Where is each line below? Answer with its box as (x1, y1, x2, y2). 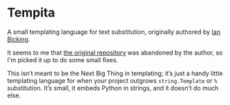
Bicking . (7, 35, 30, 43)
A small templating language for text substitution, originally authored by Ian (7, 28, 221, 36)
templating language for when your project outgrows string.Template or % (7, 76, 218, 84)
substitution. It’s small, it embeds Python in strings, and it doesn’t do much (7, 84, 219, 92)
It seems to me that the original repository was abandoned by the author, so (7, 48, 223, 57)
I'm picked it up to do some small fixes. (7, 55, 119, 64)
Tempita (7, 5, 55, 21)
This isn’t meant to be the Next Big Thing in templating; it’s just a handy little (7, 69, 223, 77)
